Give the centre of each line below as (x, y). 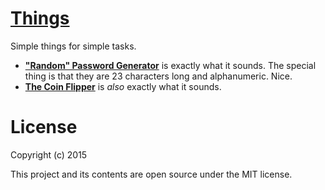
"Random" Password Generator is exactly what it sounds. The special (170, 65)
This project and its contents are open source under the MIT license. (151, 174)
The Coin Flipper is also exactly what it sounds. (123, 86)
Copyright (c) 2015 (49, 154)
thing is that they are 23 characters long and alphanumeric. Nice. (158, 76)
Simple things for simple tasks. (73, 46)
